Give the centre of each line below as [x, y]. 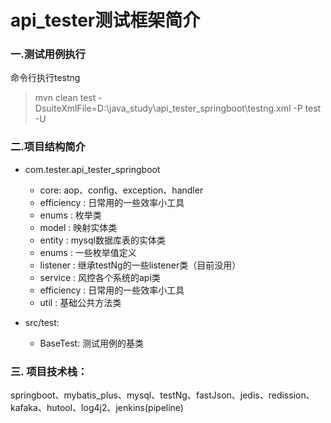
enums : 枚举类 [70, 215]
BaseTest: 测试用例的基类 [92, 343]
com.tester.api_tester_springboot [92, 169]
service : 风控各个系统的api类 [100, 277]
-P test [307, 108]
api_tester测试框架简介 [105, 20]
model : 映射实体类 [78, 227]
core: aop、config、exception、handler [121, 190]
